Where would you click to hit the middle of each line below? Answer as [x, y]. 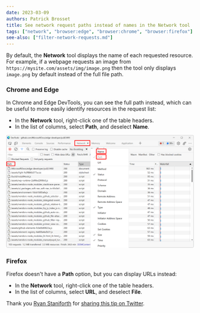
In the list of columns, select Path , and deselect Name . [82, 127]
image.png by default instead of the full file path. [65, 74]
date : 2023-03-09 [28, 12]
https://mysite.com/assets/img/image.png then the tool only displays [91, 68]
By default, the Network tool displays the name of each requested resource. [100, 55]
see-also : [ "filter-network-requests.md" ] [60, 38]
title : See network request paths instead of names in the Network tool [98, 25]
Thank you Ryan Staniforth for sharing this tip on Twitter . [75, 303]
